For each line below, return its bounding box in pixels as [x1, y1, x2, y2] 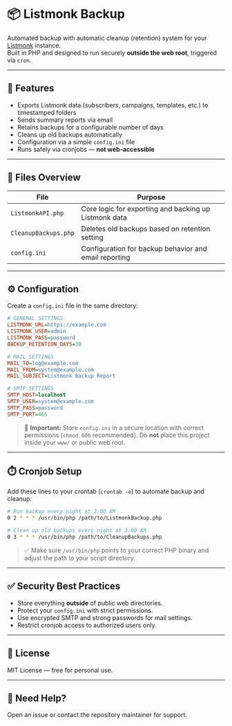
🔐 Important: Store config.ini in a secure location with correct [23, 423, 204, 432]
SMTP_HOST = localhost [7, 391, 67, 399]
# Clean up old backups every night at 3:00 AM [7, 527, 147, 534]
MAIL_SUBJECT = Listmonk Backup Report [7, 373, 116, 380]
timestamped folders [17, 108, 77, 116]
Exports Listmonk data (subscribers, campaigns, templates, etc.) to [17, 100, 209, 109]
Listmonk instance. [7, 41, 61, 49]
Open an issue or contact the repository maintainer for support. [7, 711, 188, 719]
